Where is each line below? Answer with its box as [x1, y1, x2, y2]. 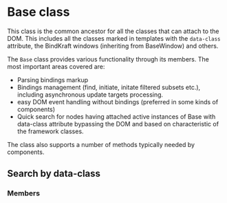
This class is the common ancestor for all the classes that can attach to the [7, 27, 219, 35]
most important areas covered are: [7, 62, 105, 70]
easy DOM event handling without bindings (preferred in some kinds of [17, 97, 219, 106]
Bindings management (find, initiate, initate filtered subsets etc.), [17, 83, 201, 91]
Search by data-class [7, 168, 101, 180]
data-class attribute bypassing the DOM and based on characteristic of [17, 119, 219, 128]
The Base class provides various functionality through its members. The [7, 55, 210, 63]
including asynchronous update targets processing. [17, 90, 164, 99]
